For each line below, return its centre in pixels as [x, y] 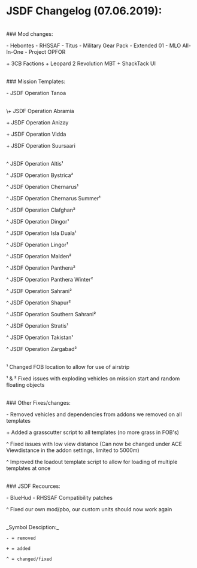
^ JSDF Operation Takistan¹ [40, 337]
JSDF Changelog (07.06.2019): [84, 11]
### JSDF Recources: [34, 486]
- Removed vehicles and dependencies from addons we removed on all [94, 414]
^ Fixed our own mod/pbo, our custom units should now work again [89, 509]
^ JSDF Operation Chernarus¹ [43, 187]
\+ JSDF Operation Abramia [40, 111]
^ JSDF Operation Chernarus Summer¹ [53, 198]
